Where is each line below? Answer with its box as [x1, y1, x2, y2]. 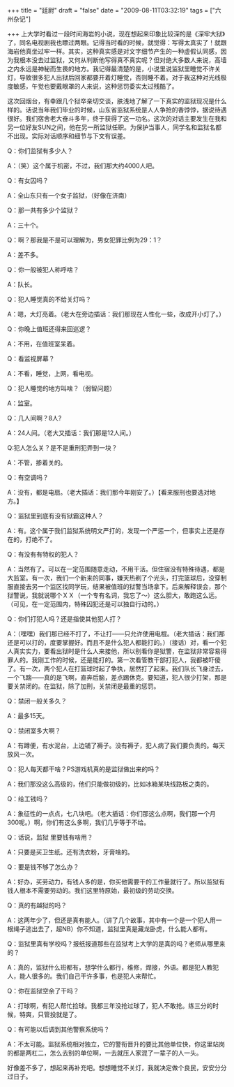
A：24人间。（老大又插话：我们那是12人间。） [7, 429, 136, 437]
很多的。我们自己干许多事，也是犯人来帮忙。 [31, 972, 160, 980]
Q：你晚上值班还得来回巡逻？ [7, 325, 92, 333]
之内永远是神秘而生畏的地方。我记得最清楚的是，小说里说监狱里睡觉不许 [7, 65, 214, 73]
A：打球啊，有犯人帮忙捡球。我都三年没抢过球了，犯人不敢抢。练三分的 [7, 1002, 213, 1009]
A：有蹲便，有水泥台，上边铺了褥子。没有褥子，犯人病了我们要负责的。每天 [7, 741, 225, 750]
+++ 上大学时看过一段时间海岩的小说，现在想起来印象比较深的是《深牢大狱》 [7, 30, 226, 38]
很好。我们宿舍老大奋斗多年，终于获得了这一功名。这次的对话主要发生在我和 [7, 115, 227, 122]
